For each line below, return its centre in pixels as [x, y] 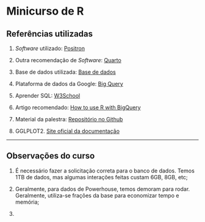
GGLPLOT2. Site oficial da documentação [67, 131]
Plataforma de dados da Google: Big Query [69, 84]
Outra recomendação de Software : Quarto [68, 60]
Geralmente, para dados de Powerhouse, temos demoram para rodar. [103, 189]
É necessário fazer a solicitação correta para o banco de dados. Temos [105, 170]
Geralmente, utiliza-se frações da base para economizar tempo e [97, 195]
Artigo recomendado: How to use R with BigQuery [78, 107]
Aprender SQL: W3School [48, 95]
